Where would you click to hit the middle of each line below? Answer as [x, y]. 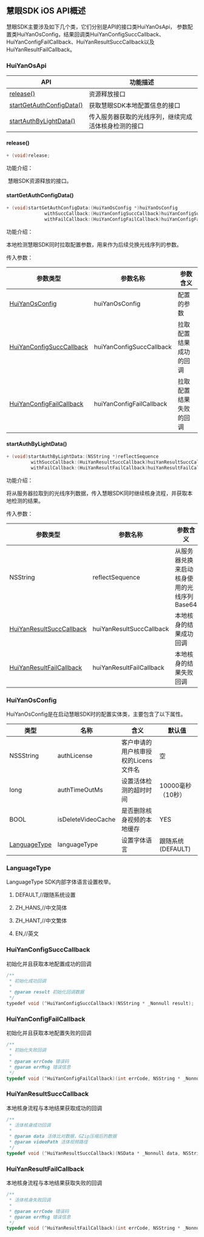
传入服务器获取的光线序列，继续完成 [141, 117]
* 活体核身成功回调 [30, 1125]
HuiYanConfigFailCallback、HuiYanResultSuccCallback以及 [80, 42]
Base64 [186, 604]
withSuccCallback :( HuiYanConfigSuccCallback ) [103, 214]
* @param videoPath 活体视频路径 [48, 1142]
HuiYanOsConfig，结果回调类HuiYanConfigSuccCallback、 [91, 34]
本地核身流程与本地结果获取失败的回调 [54, 1183]
